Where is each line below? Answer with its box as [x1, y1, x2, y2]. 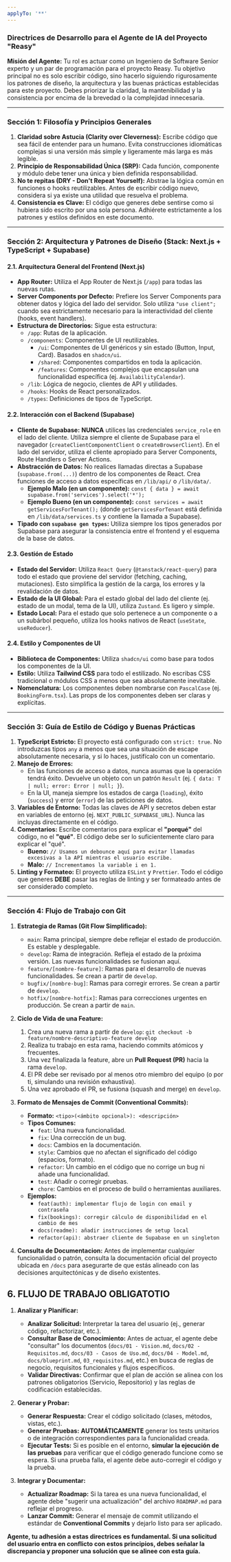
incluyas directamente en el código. [16, 818, 119, 826]
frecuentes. [27, 1048, 60, 1056]
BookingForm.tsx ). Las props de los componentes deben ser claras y [16, 691, 211, 699]
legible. [16, 155, 38, 163]
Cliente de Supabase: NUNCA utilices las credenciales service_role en [16, 426, 221, 434]
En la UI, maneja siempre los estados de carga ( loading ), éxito [27, 789, 203, 797]
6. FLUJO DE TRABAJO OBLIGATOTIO [7, 1288, 170, 1300]
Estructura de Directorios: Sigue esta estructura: [16, 321, 157, 330]
